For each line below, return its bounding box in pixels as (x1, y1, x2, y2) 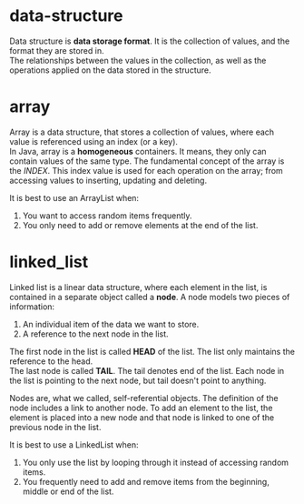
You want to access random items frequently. (22, 210, 192, 221)
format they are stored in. (9, 45, 104, 55)
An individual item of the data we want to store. (22, 318, 200, 329)
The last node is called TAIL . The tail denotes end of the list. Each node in (9, 365, 285, 376)
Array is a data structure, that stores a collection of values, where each (9, 126, 275, 137)
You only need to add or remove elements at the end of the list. (22, 219, 259, 230)
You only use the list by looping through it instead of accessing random (22, 457, 289, 468)
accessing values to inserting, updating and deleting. (9, 175, 207, 186)
